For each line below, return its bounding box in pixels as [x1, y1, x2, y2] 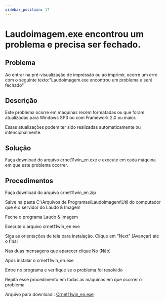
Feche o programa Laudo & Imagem [5, 214, 78, 220]
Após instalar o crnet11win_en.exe [5, 258, 74, 264]
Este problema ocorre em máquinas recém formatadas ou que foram [5, 110, 145, 115]
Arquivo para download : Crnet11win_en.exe [5, 292, 94, 298]
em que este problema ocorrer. [5, 162, 68, 168]
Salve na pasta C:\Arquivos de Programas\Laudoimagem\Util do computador [5, 199, 161, 205]
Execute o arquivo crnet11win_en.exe [5, 224, 80, 229]
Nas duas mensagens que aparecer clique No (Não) [5, 248, 111, 254]
